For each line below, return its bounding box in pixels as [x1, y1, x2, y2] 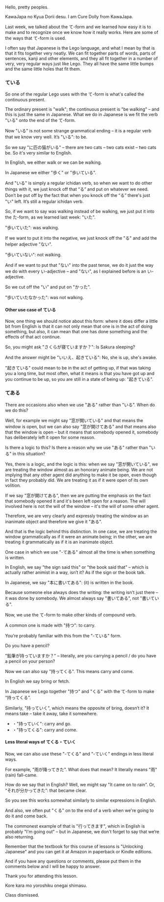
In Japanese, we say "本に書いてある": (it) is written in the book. [5, 579, 134, 585]
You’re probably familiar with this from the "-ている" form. [5, 632, 121, 639]
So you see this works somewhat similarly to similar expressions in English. [5, 797, 157, 803]
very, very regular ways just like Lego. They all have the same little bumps [5, 61, 154, 66]
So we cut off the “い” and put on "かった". [5, 284, 91, 290]
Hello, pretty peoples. [5, 4, 49, 10]
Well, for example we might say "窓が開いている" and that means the [5, 417, 143, 423]
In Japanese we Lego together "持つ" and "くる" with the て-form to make [5, 688, 155, 694]
